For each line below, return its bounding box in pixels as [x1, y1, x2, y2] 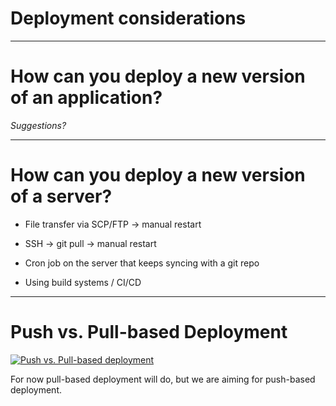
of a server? [10, 185, 113, 208]
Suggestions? [10, 119, 67, 131]
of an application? [10, 87, 163, 109]
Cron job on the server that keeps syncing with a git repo [24, 257, 260, 269]
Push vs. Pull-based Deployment [10, 321, 288, 343]
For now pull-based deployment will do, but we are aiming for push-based [10, 373, 316, 385]
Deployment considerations [10, 7, 247, 30]
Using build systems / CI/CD [24, 276, 142, 288]
